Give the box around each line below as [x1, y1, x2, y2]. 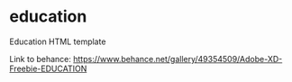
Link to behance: [9, 53, 72, 64]
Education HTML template [9, 36, 106, 47]
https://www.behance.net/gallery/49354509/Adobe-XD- [73, 53, 283, 64]
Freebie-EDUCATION [9, 63, 87, 74]
